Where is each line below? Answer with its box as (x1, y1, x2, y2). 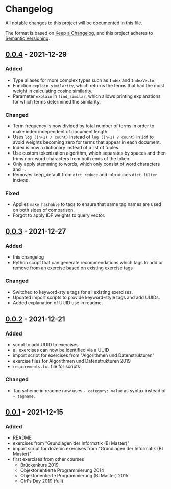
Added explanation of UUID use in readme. (12, 300, 103, 306)
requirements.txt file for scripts (12, 363, 80, 369)
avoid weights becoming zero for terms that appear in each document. (12, 139, 161, 145)
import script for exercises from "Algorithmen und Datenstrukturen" (12, 352, 155, 358)
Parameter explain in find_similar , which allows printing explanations (12, 93, 161, 99)
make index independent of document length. (12, 128, 109, 134)
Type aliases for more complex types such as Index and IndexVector (12, 77, 157, 83)
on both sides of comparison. (12, 207, 75, 213)
